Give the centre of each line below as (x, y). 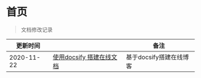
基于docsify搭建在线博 (158, 57)
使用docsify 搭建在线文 (85, 57)
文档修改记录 (36, 30)
